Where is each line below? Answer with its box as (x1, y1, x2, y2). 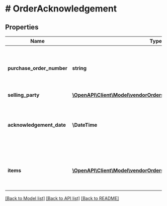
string (72, 65, 87, 71)
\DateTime (72, 122, 98, 128)
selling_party (7, 92, 40, 98)
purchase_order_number (7, 65, 68, 71)
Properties (5, 23, 39, 31)
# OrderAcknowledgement (5, 3, 117, 14)
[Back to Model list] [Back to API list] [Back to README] (5, 196, 119, 201)
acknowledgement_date (7, 122, 66, 128)
